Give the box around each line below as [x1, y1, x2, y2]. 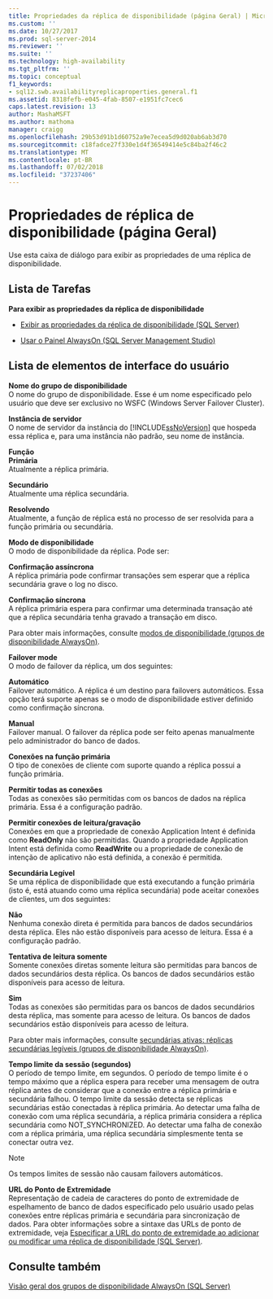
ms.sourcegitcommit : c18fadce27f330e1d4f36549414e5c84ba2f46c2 [8, 140, 227, 149]
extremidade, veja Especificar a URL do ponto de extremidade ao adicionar [8, 1227, 260, 1237]
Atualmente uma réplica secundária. [8, 488, 129, 498]
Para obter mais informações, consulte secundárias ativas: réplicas [8, 1034, 233, 1044]
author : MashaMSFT [8, 111, 71, 119]
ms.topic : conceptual [8, 72, 82, 81]
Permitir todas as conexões [8, 785, 103, 794]
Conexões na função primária [8, 751, 111, 761]
